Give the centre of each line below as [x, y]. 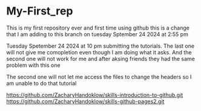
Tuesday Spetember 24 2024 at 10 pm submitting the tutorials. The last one [100, 46]
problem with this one [33, 65]
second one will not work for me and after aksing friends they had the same [100, 59]
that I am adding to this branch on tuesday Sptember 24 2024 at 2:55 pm [97, 34]
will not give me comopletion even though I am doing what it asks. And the [99, 52]
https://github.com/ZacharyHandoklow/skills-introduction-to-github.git [95, 95]
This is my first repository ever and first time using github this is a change [98, 28]
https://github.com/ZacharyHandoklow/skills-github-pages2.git [85, 101]
